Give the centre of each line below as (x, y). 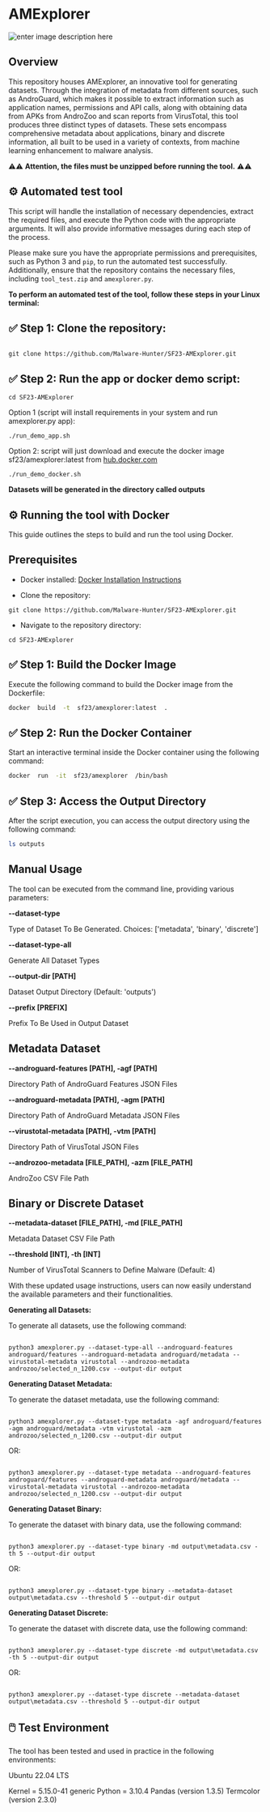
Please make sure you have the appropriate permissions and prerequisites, (133, 253)
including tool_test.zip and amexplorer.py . (81, 278)
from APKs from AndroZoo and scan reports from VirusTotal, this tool (123, 116)
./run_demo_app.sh (39, 436)
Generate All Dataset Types (54, 960)
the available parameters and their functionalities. (91, 1294)
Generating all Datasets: (50, 1310)
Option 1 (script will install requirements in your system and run (113, 412)
